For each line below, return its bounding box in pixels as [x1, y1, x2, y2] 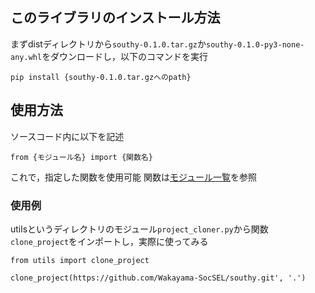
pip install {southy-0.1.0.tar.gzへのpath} [10, 72, 192, 82]
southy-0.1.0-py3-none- [205, 39, 305, 50]
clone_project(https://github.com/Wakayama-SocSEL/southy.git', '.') [10, 273, 307, 283]
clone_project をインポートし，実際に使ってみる [10, 235, 209, 247]
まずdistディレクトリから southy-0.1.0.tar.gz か [10, 38, 207, 50]
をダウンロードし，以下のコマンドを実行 [41, 50, 209, 62]
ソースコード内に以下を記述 [10, 130, 125, 142]
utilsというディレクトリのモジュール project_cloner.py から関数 [10, 223, 269, 235]
